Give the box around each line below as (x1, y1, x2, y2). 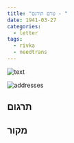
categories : (7, 23, 41, 30)
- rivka (13, 42, 36, 49)
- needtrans (13, 49, 48, 56)
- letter (13, 29, 38, 37)
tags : (7, 36, 23, 43)
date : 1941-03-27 (7, 17, 57, 23)
